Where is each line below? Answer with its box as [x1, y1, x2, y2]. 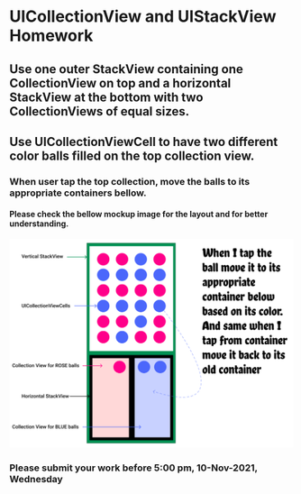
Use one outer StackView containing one [9, 61, 243, 77]
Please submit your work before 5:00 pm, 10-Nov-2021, [9, 462, 259, 474]
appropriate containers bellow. [9, 187, 147, 199]
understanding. [9, 218, 69, 229]
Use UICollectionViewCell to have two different [9, 133, 278, 150]
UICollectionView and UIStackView [9, 6, 277, 27]
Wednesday [9, 472, 63, 485]
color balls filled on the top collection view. [9, 148, 255, 163]
